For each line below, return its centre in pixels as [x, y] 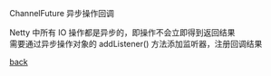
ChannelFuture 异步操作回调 [62, 13]
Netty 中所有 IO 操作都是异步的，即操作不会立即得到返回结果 [122, 33]
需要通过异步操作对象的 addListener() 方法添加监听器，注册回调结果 [136, 44]
